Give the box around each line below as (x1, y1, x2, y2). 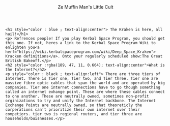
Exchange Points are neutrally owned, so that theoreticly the (5, 103, 143, 108)
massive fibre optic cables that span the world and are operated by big (5, 80, 165, 85)
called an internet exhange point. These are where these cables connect (5, 89, 165, 94)
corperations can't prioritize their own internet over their (5, 107, 140, 112)
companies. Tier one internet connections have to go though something (5, 85, 160, 90)
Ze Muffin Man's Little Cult (58, 4, 114, 10)
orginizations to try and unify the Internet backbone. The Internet (5, 98, 156, 103)
